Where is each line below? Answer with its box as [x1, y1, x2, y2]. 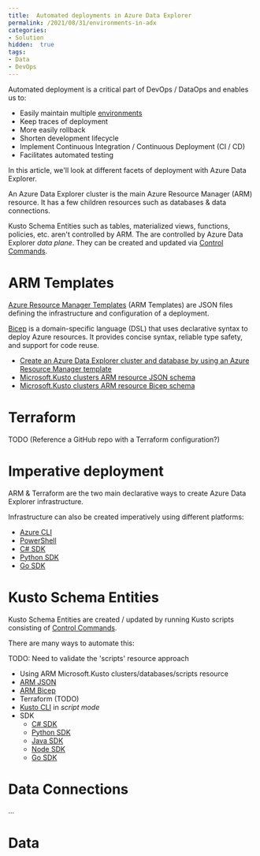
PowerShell [19, 536, 57, 545]
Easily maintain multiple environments [19, 108, 143, 118]
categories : [8, 26, 47, 34]
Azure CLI [19, 527, 53, 536]
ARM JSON [19, 677, 57, 686]
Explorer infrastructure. [8, 496, 84, 506]
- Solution [8, 33, 44, 42]
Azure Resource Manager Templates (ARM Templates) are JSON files [8, 300, 233, 309]
